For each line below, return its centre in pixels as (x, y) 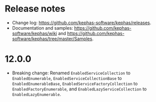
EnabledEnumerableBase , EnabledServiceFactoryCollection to (75, 83)
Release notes (35, 9)
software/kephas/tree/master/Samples (52, 39)
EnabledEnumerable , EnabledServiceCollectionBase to (67, 78)
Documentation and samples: (43, 28)
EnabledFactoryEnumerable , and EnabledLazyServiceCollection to (79, 89)
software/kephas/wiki (35, 33)
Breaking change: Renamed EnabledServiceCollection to (71, 73)
